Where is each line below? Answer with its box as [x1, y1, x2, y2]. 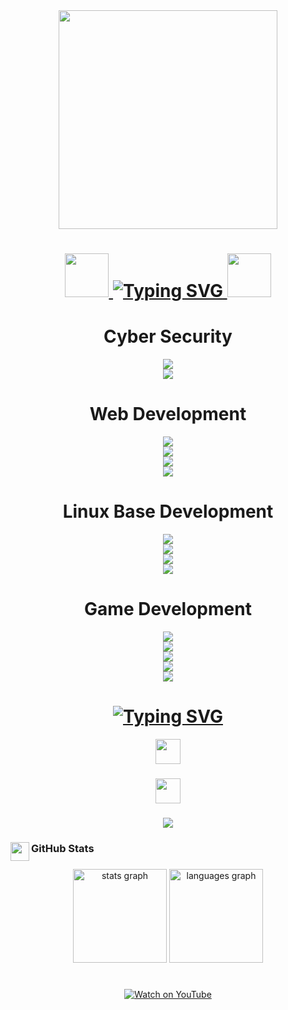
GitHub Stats [31, 841, 95, 855]
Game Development [84, 598, 252, 621]
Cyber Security [103, 325, 233, 348]
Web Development [89, 403, 247, 426]
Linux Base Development [62, 500, 274, 523]
